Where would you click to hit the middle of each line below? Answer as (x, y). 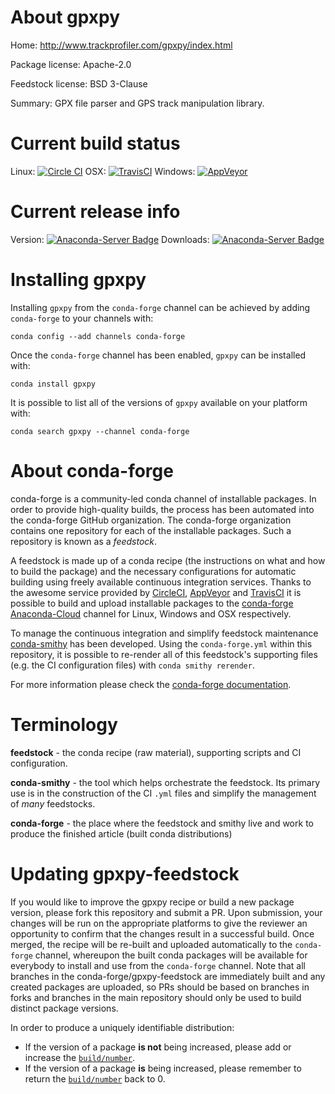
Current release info (95, 212)
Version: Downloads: (110, 239)
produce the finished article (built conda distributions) (121, 833)
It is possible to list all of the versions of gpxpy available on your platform (159, 402)
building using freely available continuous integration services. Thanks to (161, 582)
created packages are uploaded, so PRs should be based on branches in (160, 987)
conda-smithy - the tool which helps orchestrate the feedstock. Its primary (165, 782)
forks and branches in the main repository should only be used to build (156, 997)
